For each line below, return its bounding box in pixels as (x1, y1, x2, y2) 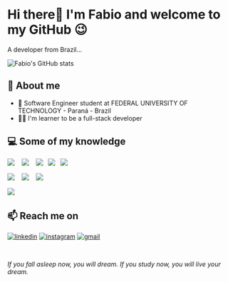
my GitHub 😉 (7, 21, 88, 38)
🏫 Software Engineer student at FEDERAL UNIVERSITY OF (17, 99, 188, 107)
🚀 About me (7, 80, 61, 92)
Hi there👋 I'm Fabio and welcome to (7, 6, 221, 23)
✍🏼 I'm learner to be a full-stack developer (17, 114, 142, 122)
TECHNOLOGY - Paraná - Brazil (17, 106, 112, 115)
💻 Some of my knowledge (7, 136, 126, 148)
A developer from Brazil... (7, 45, 83, 54)
